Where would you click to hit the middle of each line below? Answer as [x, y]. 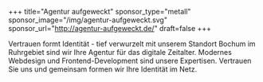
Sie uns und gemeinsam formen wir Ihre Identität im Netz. [103, 69]
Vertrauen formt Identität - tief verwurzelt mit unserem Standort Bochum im [132, 44]
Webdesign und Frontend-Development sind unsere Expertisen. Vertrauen [130, 61]
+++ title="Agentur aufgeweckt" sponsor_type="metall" [100, 12]
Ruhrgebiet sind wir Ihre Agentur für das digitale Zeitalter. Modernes [120, 52]
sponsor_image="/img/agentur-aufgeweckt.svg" [88, 20]
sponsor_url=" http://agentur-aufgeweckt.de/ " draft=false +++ [110, 28]
